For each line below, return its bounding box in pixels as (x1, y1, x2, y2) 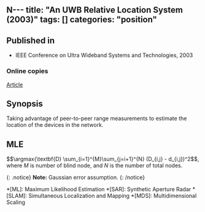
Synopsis (6, 98, 43, 109)
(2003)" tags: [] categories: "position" (6, 15, 158, 25)
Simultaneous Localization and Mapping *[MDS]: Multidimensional (28, 192, 197, 200)
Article (6, 81, 23, 88)
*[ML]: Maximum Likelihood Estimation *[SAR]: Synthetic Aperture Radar (6, 186, 191, 193)
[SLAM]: (6, 192, 28, 200)
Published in (6, 35, 55, 45)
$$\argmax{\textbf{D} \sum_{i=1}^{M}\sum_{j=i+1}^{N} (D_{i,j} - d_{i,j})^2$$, (6, 156, 199, 163)
